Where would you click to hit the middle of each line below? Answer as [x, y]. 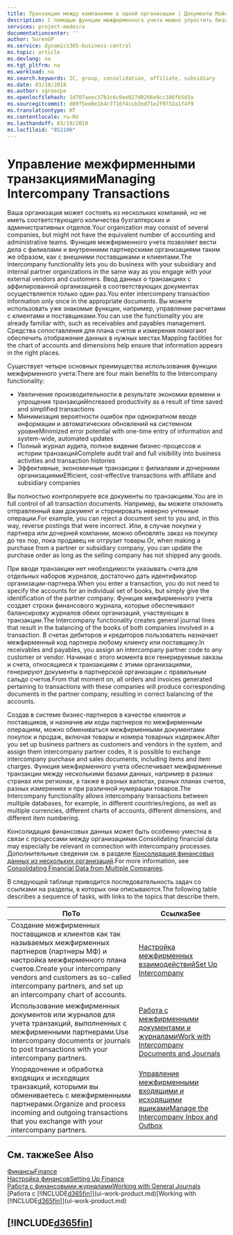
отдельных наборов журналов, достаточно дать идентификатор [102, 576]
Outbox [150, 1126]
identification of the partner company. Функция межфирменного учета [110, 598]
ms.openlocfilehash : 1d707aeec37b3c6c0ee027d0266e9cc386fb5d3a [101, 98]
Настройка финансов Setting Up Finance [66, 1179]
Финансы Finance [32, 1172]
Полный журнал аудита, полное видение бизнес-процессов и [109, 446]
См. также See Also [50, 1155]
